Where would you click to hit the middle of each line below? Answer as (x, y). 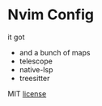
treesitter (34, 78)
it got (16, 37)
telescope (36, 61)
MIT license (27, 93)
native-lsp (36, 69)
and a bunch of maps (55, 52)
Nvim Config (51, 15)
